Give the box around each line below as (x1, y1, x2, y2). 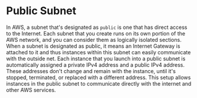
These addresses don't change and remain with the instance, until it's (6, 67, 176, 74)
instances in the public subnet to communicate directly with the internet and (6, 80, 192, 87)
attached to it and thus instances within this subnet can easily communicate (6, 48, 191, 55)
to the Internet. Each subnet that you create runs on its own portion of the (6, 30, 185, 37)
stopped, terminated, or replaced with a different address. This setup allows (6, 74, 191, 81)
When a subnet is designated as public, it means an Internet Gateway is (6, 43, 180, 50)
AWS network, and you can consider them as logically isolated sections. (6, 36, 182, 43)
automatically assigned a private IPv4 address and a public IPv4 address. (6, 61, 185, 68)
